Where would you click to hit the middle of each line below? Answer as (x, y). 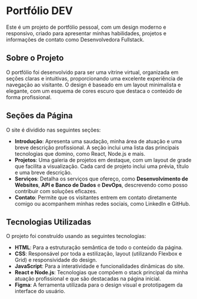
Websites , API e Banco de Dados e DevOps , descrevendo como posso (101, 185)
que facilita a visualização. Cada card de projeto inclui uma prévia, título (102, 166)
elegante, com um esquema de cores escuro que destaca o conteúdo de (94, 91)
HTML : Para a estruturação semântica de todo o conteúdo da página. (99, 247)
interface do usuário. (40, 291)
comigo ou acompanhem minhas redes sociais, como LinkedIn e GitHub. (102, 203)
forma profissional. (29, 97)
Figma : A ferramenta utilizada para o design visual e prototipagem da (99, 285)
